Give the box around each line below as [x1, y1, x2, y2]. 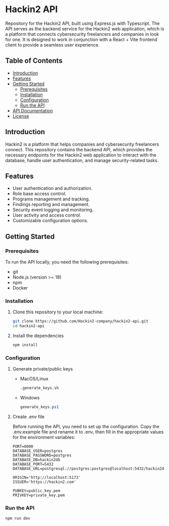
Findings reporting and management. [12, 201, 90, 208]
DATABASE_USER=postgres [12, 449, 63, 454]
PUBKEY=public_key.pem [12, 489, 61, 494]
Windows [20, 395, 40, 401]
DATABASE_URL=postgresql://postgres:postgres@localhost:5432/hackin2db [12, 466, 166, 471]
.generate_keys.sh [20, 386, 59, 391]
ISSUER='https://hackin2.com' [12, 479, 77, 484]
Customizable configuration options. [12, 218, 88, 224]
